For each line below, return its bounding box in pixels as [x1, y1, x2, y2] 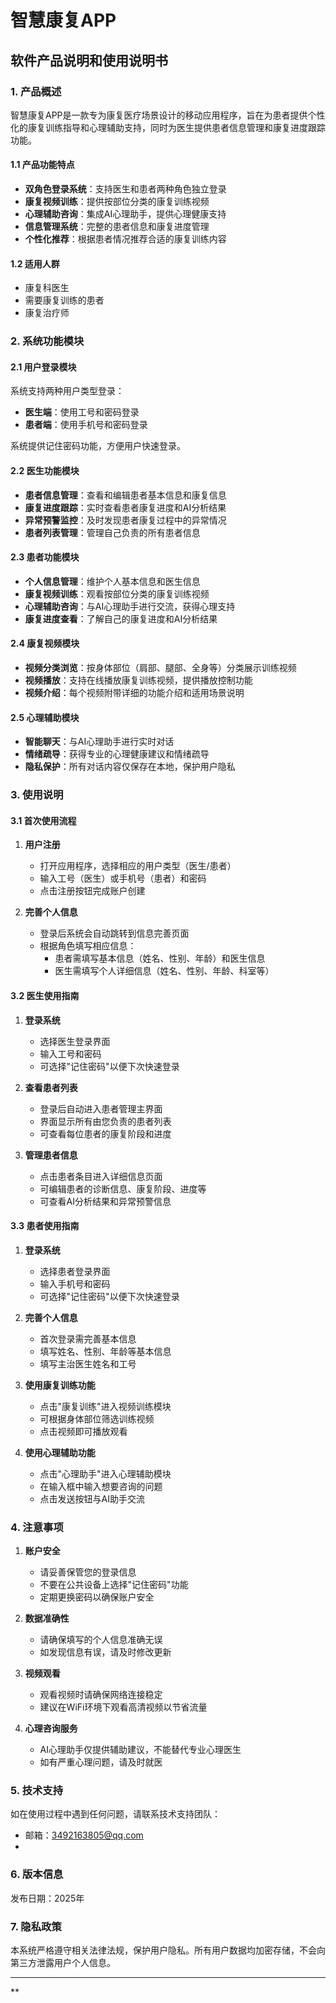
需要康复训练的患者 [24, 294, 105, 306]
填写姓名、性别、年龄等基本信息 [39, 1345, 172, 1357]
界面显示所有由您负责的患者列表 [39, 1115, 172, 1127]
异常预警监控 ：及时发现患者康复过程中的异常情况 [24, 514, 227, 526]
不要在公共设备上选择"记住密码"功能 [39, 1579, 189, 1591]
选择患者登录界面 [39, 1265, 111, 1277]
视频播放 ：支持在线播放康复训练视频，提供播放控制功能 [24, 674, 253, 686]
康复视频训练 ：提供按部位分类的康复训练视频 [24, 196, 210, 208]
